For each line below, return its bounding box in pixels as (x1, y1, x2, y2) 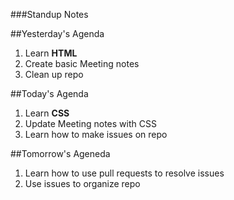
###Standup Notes (10, 9, 89, 20)
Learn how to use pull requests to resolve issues (24, 167, 225, 179)
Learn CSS (24, 107, 70, 119)
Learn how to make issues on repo (24, 129, 168, 140)
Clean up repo (24, 69, 84, 80)
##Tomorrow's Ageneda (10, 148, 111, 159)
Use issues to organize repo (24, 178, 141, 189)
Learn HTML (24, 47, 78, 59)
